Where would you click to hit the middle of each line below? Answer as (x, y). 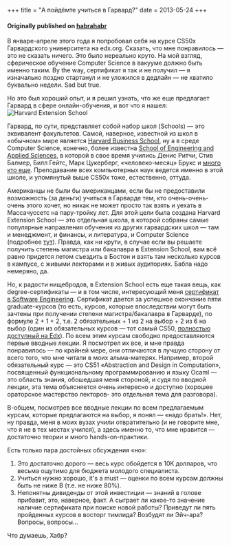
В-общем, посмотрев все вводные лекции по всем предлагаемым (106, 408)
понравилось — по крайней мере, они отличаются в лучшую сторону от (114, 350)
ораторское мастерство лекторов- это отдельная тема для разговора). (112, 395)
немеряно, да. (28, 271)
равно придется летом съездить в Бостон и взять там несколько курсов (114, 257)
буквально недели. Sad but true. (54, 85)
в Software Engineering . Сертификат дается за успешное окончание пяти (114, 300)
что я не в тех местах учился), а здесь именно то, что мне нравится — (111, 430)
